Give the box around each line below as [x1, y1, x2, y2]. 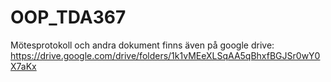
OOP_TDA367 [10, 6, 127, 29]
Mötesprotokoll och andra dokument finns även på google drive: [10, 39, 275, 51]
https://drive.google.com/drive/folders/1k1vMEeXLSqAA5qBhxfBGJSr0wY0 [10, 49, 321, 61]
